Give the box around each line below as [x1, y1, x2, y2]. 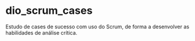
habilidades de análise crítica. [5, 29, 78, 36]
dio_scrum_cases [5, 4, 93, 17]
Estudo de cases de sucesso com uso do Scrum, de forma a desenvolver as [5, 23, 190, 30]
